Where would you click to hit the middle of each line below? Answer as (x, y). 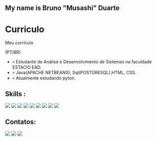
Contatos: (21, 122)
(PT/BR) (13, 52)
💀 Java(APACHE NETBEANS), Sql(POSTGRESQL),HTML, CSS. (74, 73)
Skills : (15, 94)
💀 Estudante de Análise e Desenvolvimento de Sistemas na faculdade (82, 62)
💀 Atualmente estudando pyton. (44, 78)
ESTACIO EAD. (27, 67)
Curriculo (25, 29)
